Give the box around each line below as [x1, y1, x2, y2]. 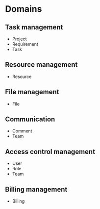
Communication [5, 115, 55, 124]
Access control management [5, 147, 96, 156]
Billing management [5, 185, 68, 193]
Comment [12, 128, 32, 134]
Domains [5, 3, 42, 15]
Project [12, 36, 27, 42]
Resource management [5, 60, 78, 69]
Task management [5, 23, 63, 31]
